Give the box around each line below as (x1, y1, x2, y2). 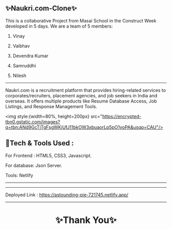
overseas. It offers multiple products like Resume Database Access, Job (5, 98, 157, 104)
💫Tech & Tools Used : (5, 139, 74, 147)
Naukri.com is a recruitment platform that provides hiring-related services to (5, 87, 166, 93)
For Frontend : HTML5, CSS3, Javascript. (5, 152, 92, 159)
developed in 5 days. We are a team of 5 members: (5, 23, 113, 29)
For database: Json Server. (5, 162, 62, 168)
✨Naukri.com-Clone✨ (5, 4, 77, 13)
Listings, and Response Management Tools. (5, 103, 97, 109)
